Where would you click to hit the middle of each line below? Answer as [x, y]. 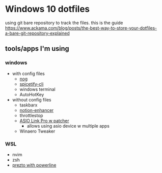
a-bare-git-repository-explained [37, 33]
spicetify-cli [31, 84]
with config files [28, 73]
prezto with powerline [34, 165]
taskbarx [28, 105]
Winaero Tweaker [37, 131]
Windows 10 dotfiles [47, 9]
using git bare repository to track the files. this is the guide [64, 23]
